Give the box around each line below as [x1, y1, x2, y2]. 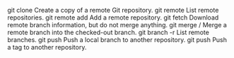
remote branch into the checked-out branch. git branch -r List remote [7, 28, 210, 36]
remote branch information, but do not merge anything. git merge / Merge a [7, 21, 228, 29]
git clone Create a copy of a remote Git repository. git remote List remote [7, 6, 219, 14]
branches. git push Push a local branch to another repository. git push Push [7, 36, 228, 44]
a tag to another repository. [7, 43, 87, 51]
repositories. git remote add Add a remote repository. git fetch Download [7, 13, 219, 22]
